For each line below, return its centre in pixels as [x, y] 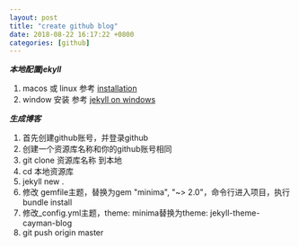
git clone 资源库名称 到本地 [72, 160]
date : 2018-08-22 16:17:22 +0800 [72, 34]
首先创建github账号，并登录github [85, 138]
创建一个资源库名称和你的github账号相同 [97, 149]
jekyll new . [43, 181]
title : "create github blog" [64, 26]
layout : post [34, 18]
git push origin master [63, 233]
